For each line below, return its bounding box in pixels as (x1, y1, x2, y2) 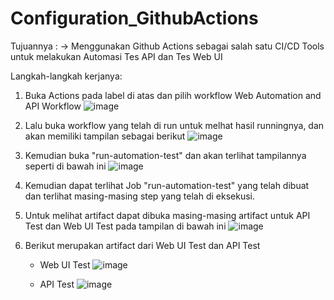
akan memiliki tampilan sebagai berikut (24, 130, 186, 142)
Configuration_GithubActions (10, 7, 259, 30)
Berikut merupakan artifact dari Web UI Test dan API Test (24, 239, 261, 251)
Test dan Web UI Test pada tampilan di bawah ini (24, 220, 227, 232)
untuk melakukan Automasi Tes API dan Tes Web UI (10, 50, 223, 62)
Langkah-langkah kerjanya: (10, 70, 123, 82)
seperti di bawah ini (24, 160, 107, 172)
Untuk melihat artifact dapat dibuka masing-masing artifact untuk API (24, 209, 311, 221)
